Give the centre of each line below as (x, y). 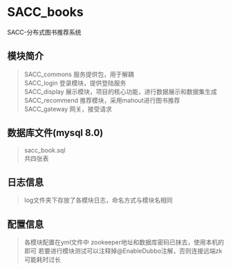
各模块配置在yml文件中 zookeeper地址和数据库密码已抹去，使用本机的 (124, 242)
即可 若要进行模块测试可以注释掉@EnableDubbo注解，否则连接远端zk (123, 251)
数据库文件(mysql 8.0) (55, 133)
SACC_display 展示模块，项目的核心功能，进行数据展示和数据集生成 (121, 92)
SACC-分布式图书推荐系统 (44, 32)
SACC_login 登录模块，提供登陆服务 (75, 83)
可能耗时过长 (42, 260)
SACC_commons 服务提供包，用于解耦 (79, 74)
